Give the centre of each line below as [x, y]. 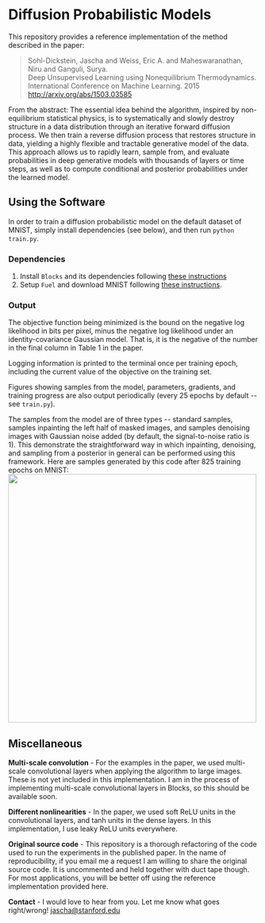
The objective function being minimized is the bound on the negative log [127, 323]
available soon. [33, 797]
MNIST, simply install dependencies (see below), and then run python [121, 230]
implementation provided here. [58, 886]
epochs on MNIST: [38, 470]
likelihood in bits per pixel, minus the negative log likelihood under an [121, 331]
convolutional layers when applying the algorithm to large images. [135, 771]
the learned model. [39, 177]
